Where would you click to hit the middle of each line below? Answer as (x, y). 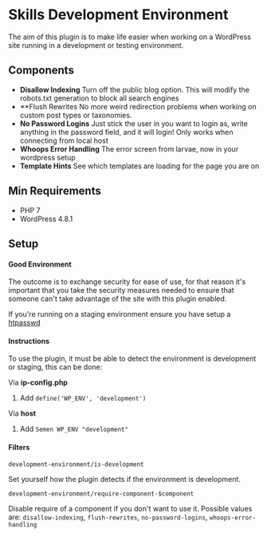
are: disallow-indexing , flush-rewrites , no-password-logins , (108, 517)
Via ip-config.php (38, 383)
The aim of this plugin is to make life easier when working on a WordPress (130, 37)
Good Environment (40, 264)
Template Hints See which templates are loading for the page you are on (139, 166)
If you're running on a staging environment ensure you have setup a (120, 314)
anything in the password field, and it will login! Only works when (126, 132)
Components (41, 71)
